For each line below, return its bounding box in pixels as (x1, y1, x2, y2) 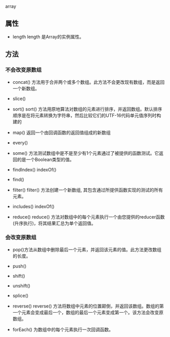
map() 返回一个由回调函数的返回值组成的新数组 (12, 129, 111, 136)
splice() (12, 292, 29, 298)
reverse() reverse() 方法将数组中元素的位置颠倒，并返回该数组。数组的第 (12, 303, 164, 309)
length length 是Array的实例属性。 (12, 33, 84, 40)
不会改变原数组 (5, 66, 42, 74)
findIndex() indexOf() (12, 166, 57, 173)
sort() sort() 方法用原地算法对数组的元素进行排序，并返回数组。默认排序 (12, 106, 162, 112)
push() (12, 263, 27, 269)
